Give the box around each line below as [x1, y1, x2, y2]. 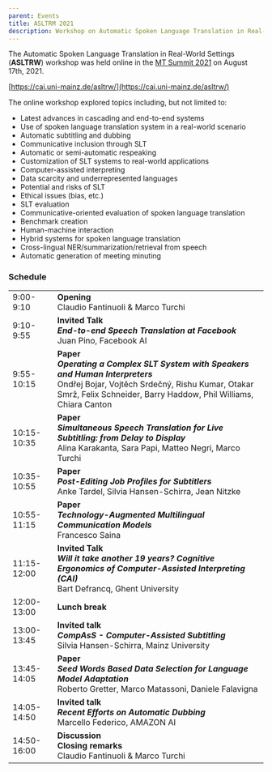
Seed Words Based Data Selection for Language [57, 663, 249, 674]
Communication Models [57, 519, 152, 531]
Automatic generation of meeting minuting [19, 251, 162, 261]
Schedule [8, 271, 47, 283]
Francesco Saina [57, 529, 121, 540]
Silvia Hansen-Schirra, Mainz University [57, 639, 210, 650]
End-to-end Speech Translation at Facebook [57, 325, 237, 336]
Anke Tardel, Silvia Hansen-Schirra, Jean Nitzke [57, 485, 241, 497]
